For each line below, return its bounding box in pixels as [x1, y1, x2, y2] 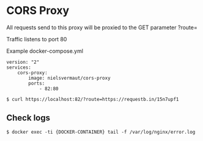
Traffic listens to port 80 [6, 35, 67, 43]
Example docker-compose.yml [6, 47, 84, 55]
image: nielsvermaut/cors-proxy [28, 75, 111, 81]
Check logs [6, 113, 51, 123]
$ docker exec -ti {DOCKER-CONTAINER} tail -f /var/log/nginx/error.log [6, 129, 196, 135]
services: [6, 64, 32, 70]
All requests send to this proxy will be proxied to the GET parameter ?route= [6, 24, 197, 31]
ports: [28, 80, 45, 86]
